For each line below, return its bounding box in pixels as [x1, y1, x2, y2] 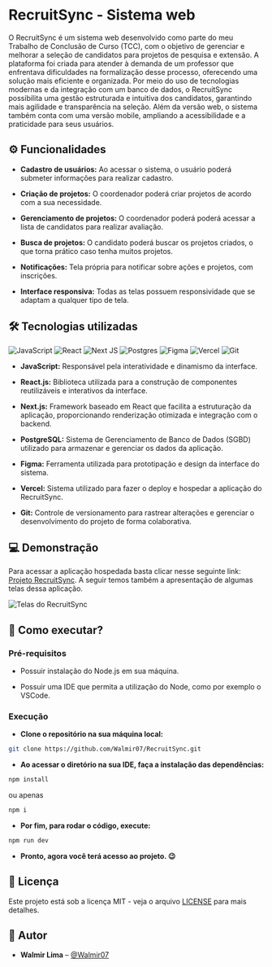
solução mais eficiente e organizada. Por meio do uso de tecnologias [8, 76, 240, 85]
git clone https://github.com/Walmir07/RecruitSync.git [8, 745, 201, 754]
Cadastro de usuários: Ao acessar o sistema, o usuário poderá [19, 164, 232, 174]
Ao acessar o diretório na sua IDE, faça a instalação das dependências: [19, 759, 265, 770]
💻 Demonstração [8, 540, 99, 554]
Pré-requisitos [8, 647, 67, 659]
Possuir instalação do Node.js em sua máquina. [19, 666, 179, 676]
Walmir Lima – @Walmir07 [19, 950, 110, 960]
